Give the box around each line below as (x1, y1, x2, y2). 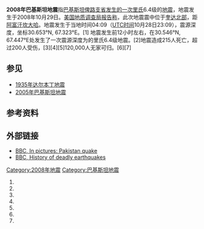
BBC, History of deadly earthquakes (15, 153, 106, 161)
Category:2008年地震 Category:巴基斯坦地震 (6, 166, 119, 174)
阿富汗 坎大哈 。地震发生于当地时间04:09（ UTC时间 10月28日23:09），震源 (6, 21, 191, 28)
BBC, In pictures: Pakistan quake (15, 147, 98, 155)
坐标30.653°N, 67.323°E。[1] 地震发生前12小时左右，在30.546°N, (16, 29, 181, 36)
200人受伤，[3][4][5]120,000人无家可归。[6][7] (11, 44, 131, 51)
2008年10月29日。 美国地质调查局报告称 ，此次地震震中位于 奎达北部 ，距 (16, 13, 198, 21)
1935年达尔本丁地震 (15, 80, 65, 88)
